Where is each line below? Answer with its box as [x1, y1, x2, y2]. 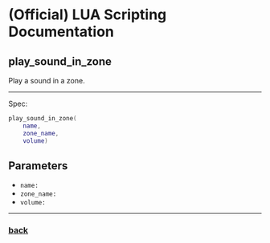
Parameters [8, 159, 68, 172]
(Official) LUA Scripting [8, 6, 167, 24]
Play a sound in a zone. [8, 76, 86, 85]
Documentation [8, 22, 115, 41]
